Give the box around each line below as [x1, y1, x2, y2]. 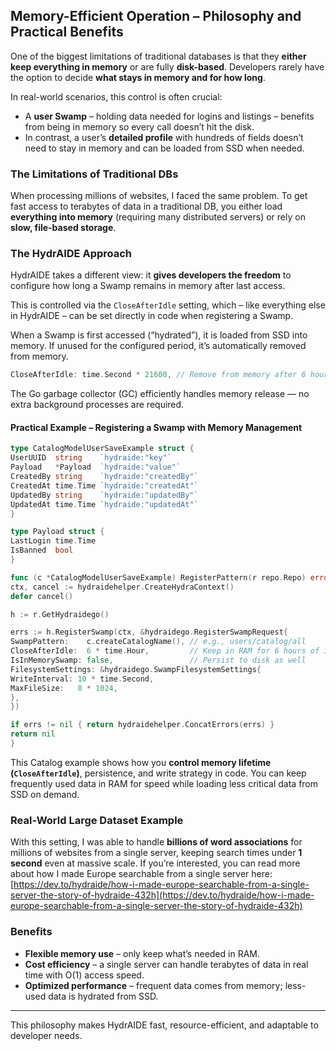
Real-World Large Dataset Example [10, 813, 184, 827]
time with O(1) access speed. [24, 969, 145, 981]
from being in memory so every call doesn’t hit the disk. [24, 120, 255, 133]
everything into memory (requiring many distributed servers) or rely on [10, 211, 306, 223]
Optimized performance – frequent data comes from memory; [24, 979, 283, 991]
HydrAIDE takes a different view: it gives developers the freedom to [10, 269, 292, 281]
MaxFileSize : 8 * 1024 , [10, 683, 118, 693]
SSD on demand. [10, 788, 80, 800]
